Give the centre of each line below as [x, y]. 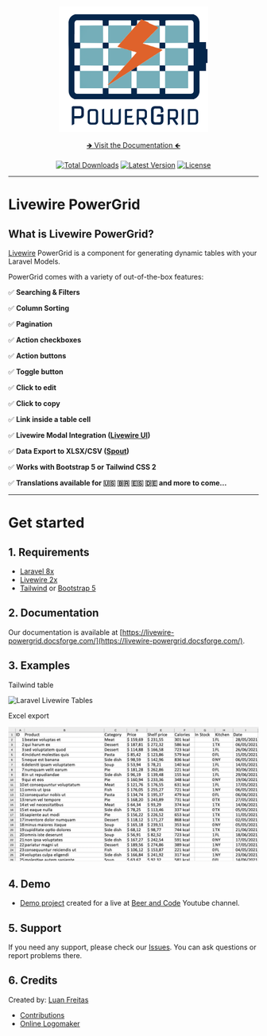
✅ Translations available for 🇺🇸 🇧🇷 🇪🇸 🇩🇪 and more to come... [118, 483]
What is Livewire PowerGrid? [81, 234]
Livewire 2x [39, 580]
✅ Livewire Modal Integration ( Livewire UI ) [79, 435]
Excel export [29, 715]
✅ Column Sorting [39, 308]
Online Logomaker [50, 1023]
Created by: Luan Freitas [48, 999]
